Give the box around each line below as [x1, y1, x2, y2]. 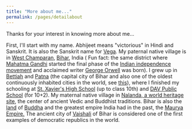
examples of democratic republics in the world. [6, 116, 120, 123]
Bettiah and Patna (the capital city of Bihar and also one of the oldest [6, 73, 173, 80]
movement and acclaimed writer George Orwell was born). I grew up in [6, 66, 177, 73]
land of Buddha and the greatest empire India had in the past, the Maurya [6, 104, 184, 111]
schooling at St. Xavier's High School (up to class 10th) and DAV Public [6, 85, 177, 92]
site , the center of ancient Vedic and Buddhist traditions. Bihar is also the [6, 97, 182, 104]
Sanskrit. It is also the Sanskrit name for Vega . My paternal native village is [6, 47, 187, 55]
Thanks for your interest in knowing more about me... [6, 30, 134, 37]
